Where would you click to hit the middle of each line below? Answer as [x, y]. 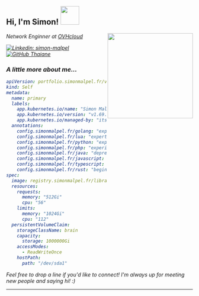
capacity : [29, 236]
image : [20, 181]
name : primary [29, 98]
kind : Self [20, 87]
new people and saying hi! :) [41, 281]
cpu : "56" [34, 203]
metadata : [18, 92]
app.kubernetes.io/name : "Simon [57, 109]
